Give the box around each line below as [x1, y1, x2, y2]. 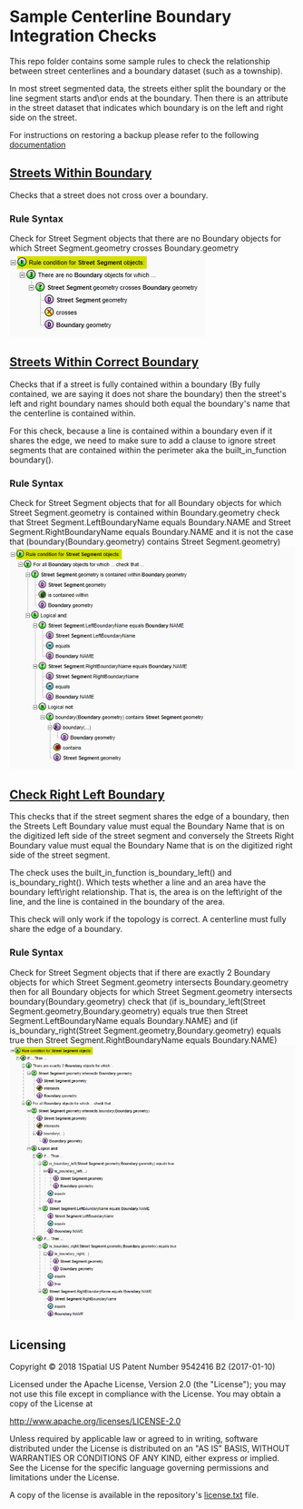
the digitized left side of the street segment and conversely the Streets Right [9, 830, 295, 841]
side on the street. [9, 112, 77, 123]
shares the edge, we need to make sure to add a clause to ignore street [9, 434, 277, 446]
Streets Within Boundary [9, 165, 152, 181]
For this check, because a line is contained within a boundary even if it [9, 425, 273, 436]
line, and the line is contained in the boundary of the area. [9, 897, 225, 908]
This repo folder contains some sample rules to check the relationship [9, 55, 270, 66]
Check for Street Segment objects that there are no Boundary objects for [9, 233, 281, 244]
